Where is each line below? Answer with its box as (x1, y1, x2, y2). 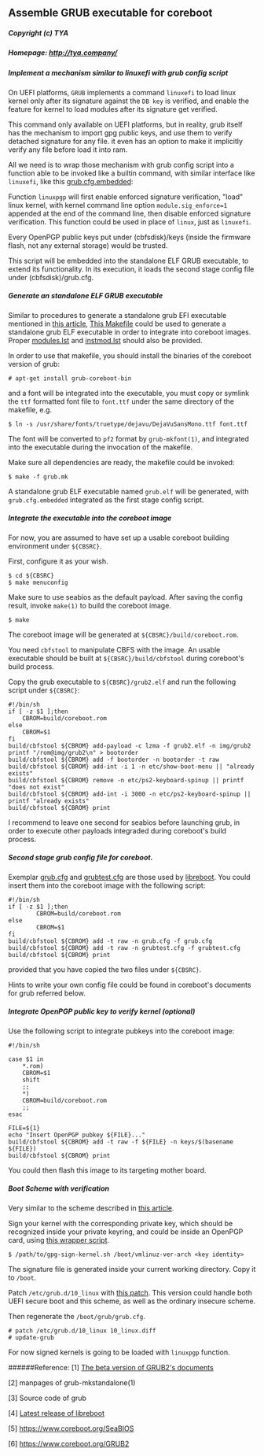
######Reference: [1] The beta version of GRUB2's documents (8, 1362, 214, 1372)
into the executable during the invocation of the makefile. (8, 442, 193, 452)
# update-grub (8, 1333, 55, 1341)
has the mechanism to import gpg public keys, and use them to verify (8, 128, 233, 138)
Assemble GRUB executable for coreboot (8, 6, 213, 20)
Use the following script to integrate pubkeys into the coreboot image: (8, 1026, 235, 1036)
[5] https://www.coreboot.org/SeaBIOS (8, 1424, 134, 1433)
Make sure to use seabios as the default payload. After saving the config (8, 593, 244, 602)
